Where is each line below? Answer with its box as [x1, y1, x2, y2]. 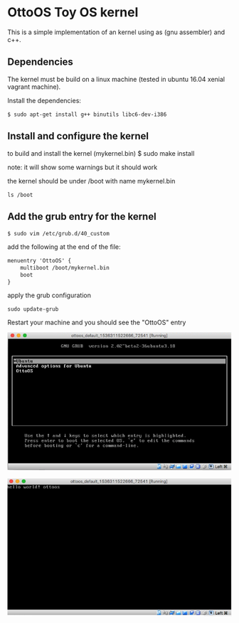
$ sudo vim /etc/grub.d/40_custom [7, 230, 110, 238]
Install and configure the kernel [7, 130, 149, 142]
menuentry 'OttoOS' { [7, 257, 72, 265]
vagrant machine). [7, 82, 61, 91]
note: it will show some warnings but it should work [7, 163, 158, 171]
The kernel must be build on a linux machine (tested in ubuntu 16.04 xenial [7, 75, 225, 83]
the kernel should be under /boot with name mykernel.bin [7, 176, 176, 185]
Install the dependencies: [7, 96, 82, 105]
